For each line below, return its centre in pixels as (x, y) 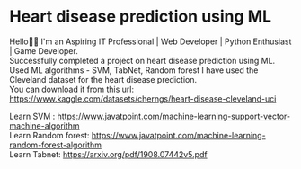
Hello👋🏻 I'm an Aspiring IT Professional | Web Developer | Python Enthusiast (150, 41)
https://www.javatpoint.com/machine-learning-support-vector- (173, 116)
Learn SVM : (32, 116)
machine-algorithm (44, 125)
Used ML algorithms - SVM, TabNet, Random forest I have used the (134, 70)
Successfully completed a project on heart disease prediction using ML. (142, 60)
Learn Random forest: (49, 135)
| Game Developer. (44, 50)
